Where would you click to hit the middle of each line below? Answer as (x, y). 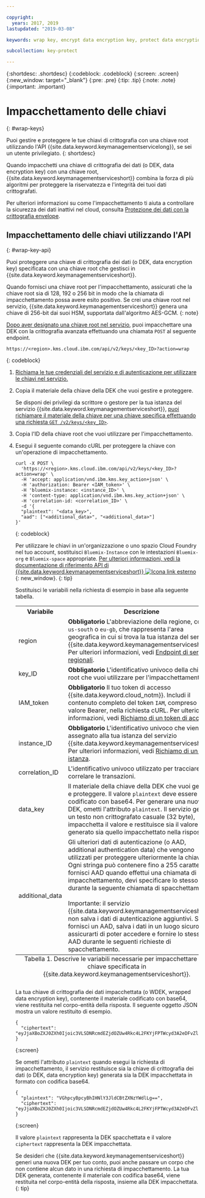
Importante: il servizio (99, 903)
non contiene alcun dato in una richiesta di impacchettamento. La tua (102, 1169)
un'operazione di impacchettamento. (61, 452)
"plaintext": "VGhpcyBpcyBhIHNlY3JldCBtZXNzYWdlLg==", (92, 1098)
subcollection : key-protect (42, 51)
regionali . (81, 660)
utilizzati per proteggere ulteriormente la (126, 857)
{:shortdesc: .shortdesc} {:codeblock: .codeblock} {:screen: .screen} (93, 73)
